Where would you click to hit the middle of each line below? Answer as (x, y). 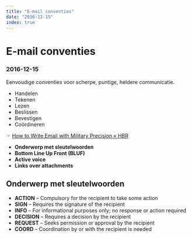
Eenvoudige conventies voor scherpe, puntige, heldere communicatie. (90, 82)
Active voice (30, 159)
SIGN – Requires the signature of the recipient (70, 204)
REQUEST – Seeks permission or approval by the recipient (84, 223)
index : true (20, 22)
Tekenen (25, 99)
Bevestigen (28, 118)
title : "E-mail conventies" (40, 11)
